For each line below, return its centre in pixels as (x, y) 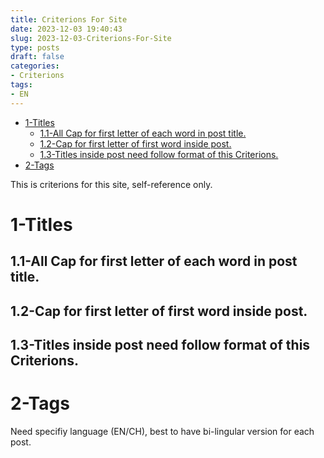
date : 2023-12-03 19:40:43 (66, 29)
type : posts (35, 47)
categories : (35, 66)
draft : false (37, 57)
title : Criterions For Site (69, 19)
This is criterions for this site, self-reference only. (111, 184)
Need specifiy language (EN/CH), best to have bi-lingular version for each (162, 431)
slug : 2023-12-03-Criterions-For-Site (91, 38)
